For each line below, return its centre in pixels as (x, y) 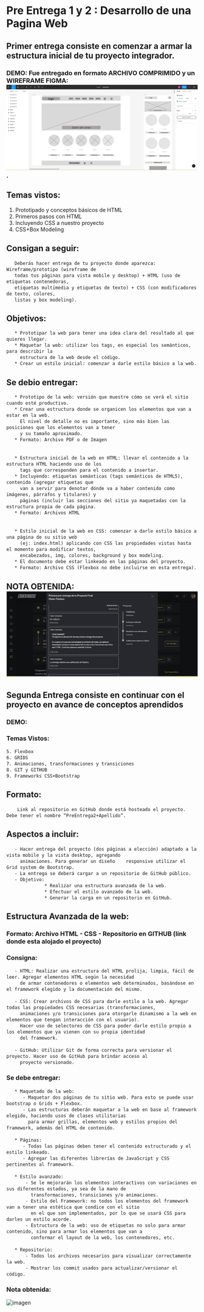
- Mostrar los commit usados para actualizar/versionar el (101, 1268)
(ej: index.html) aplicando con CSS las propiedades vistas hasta (105, 544)
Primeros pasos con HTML (49, 216)
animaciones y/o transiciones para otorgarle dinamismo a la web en (108, 1014)
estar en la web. (28, 416)
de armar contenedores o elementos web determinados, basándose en (107, 984)
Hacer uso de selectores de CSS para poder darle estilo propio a (105, 1026)
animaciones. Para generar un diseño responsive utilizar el (103, 861)
